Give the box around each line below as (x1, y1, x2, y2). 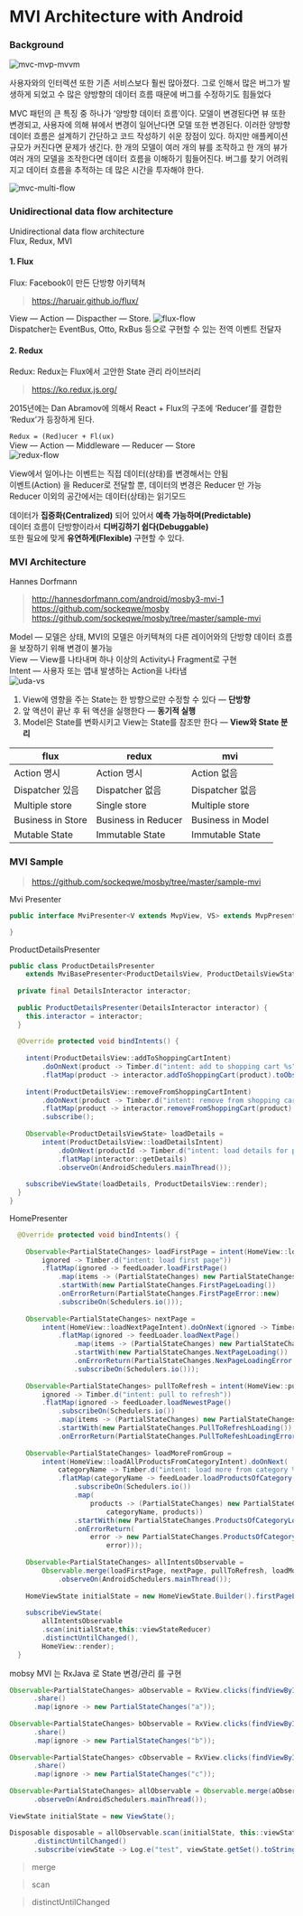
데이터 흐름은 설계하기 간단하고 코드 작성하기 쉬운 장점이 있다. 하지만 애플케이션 (9, 131, 289, 142)
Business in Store (14, 814, 87, 827)
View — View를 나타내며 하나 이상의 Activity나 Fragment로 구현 (9, 654, 237, 665)
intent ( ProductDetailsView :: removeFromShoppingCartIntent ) (25, 1087, 252, 1097)
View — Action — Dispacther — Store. (9, 313, 151, 323)
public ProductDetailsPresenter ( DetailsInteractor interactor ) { (17, 1003, 269, 1013)
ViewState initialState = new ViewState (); (9, 1811, 176, 1821)
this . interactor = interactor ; (25, 1012, 143, 1021)
